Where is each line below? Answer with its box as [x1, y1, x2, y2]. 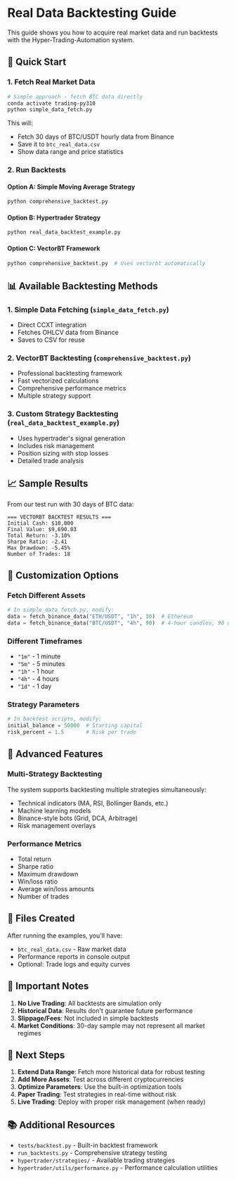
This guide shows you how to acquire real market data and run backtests [7, 28, 218, 37]
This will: [7, 119, 33, 127]
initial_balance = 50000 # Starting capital [7, 722, 143, 729]
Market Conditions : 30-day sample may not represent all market [17, 1021, 205, 1030]
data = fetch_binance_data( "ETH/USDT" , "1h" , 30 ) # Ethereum [7, 613, 193, 620]
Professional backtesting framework [17, 369, 123, 378]
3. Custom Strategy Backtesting [7, 409, 119, 419]
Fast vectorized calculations [17, 376, 100, 385]
